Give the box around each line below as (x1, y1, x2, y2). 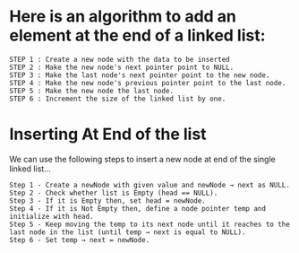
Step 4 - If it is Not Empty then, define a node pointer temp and (9, 204, 267, 213)
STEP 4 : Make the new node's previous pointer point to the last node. (9, 78, 286, 87)
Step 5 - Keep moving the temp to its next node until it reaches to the (9, 220, 291, 229)
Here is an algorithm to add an (9, 6, 237, 27)
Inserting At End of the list (9, 124, 208, 144)
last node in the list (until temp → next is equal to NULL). (9, 227, 246, 237)
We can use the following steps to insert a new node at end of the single (9, 153, 276, 164)
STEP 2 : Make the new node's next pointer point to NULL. (9, 63, 235, 72)
